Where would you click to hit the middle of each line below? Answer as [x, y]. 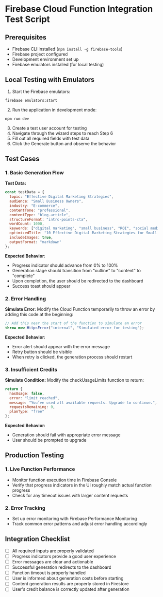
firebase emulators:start [31, 100]
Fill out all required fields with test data [51, 138]
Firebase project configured [40, 54]
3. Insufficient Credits [31, 370]
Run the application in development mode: [54, 110]
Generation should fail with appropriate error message [66, 435]
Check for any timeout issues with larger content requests [70, 495]
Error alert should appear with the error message [61, 346]
